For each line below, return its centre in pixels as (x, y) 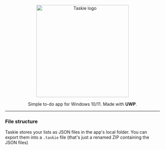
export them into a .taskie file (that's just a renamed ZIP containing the (77, 137)
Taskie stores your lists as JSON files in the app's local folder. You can (76, 132)
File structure (21, 121)
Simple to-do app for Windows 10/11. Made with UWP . (82, 104)
